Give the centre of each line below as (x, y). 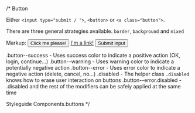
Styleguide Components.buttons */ (48, 104)
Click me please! (48, 43)
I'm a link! (82, 43)
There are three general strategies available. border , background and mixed (95, 31)
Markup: (16, 43)
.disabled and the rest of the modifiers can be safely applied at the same (93, 86)
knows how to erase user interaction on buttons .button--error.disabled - (94, 80)
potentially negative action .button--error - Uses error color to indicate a (93, 68)
